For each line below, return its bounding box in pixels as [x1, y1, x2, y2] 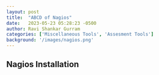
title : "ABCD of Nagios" [6, 15, 72, 21]
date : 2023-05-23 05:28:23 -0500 [6, 20, 97, 26]
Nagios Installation [6, 59, 79, 70]
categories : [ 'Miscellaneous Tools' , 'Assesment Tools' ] [6, 31, 154, 37]
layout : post [6, 8, 40, 15]
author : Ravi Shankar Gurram [6, 25, 80, 32]
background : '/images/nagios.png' [6, 37, 94, 43]
